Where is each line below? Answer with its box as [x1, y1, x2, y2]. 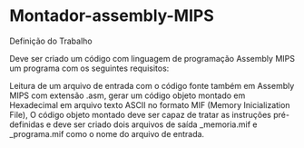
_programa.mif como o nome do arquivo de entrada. [9, 128, 205, 139]
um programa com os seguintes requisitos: [9, 63, 170, 74]
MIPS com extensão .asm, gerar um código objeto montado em [9, 90, 246, 101]
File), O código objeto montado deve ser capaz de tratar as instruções [9, 109, 272, 120]
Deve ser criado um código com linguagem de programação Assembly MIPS [9, 53, 295, 64]
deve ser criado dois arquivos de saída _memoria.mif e [53, 119, 258, 130]
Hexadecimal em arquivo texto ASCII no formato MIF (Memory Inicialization [9, 99, 290, 110]
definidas [9, 119, 44, 130]
